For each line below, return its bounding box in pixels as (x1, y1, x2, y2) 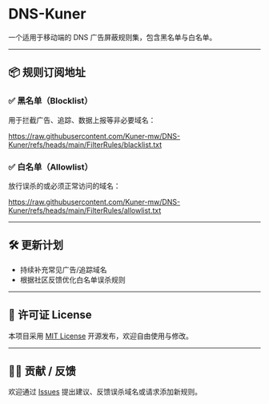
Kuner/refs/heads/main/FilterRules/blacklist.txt (8, 140, 163, 149)
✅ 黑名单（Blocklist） (8, 96, 93, 107)
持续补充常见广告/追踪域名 (19, 264, 107, 274)
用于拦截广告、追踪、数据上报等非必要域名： (8, 115, 156, 124)
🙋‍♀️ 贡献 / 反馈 (8, 364, 76, 377)
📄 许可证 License (8, 308, 92, 322)
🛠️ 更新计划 (8, 239, 64, 252)
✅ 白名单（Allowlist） (8, 161, 94, 173)
